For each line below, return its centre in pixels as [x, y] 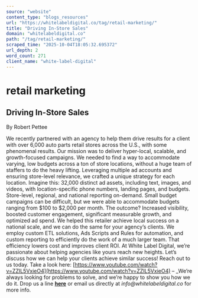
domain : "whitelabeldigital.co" [46, 34]
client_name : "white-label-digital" [51, 61]
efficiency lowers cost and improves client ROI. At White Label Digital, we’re [98, 245]
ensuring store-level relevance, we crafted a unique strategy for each [91, 176]
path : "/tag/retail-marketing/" [46, 39]
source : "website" [29, 12]
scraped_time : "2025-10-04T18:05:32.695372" [62, 45]
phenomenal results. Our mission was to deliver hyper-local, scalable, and [96, 151]
